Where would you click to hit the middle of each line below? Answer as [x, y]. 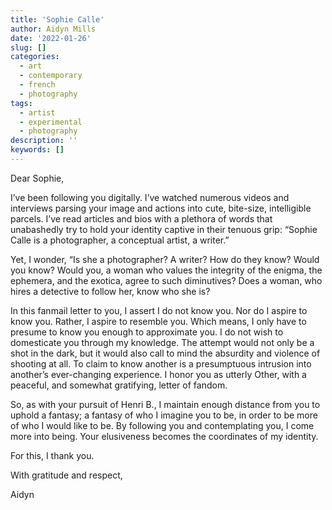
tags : [21, 103]
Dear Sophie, [37, 178]
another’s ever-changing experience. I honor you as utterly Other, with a [158, 374]
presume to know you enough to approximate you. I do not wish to [147, 332]
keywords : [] [37, 150]
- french [37, 85]
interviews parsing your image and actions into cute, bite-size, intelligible [161, 208]
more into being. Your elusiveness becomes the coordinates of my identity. [164, 436]
